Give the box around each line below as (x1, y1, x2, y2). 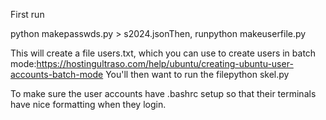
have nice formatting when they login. (10, 99, 167, 110)
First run (10, 9, 45, 20)
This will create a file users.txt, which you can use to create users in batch (10, 47, 317, 59)
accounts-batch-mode (10, 69, 104, 80)
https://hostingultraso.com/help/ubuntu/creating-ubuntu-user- (36, 58, 294, 69)
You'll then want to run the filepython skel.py (105, 69, 290, 80)
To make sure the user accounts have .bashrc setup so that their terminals (10, 88, 317, 99)
